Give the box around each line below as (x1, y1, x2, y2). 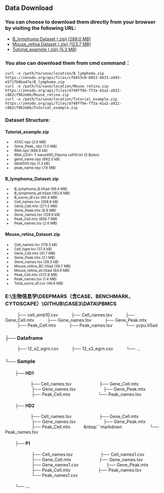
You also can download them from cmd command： (5, 59, 131, 66)
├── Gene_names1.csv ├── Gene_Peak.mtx (31, 462, 149, 467)
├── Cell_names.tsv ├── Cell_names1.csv (31, 451, 145, 457)
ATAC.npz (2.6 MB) (14, 140, 47, 145)
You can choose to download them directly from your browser (5, 19, 156, 26)
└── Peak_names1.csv (31, 472, 78, 478)
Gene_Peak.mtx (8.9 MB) (14, 208, 56, 213)
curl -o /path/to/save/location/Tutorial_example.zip (5, 97, 118, 102)
